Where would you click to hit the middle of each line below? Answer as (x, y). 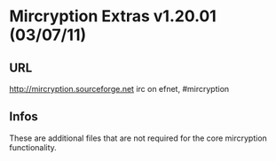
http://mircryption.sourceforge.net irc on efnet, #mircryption (119, 89)
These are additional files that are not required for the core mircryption (138, 138)
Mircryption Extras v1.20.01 (113, 16)
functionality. (33, 147)
